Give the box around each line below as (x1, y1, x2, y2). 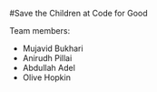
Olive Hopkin (22, 72, 71, 83)
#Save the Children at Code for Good (9, 8, 148, 18)
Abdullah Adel (22, 63, 75, 73)
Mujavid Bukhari (22, 43, 83, 54)
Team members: (9, 26, 71, 36)
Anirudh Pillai (22, 53, 73, 63)
